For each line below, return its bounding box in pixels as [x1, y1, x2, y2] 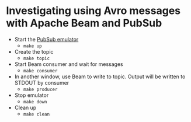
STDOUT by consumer [14, 79, 70, 86]
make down [23, 99, 48, 104]
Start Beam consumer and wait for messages [14, 60, 124, 68]
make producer [23, 86, 58, 92]
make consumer [23, 68, 58, 74]
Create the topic [14, 48, 54, 55]
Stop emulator [14, 92, 49, 99]
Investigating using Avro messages [6, 4, 181, 18]
